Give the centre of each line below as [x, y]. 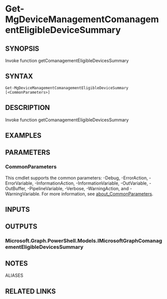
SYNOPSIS [22, 48]
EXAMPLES [23, 136]
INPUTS [17, 209]
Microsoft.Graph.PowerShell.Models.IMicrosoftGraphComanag [84, 241]
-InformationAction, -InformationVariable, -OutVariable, [91, 183]
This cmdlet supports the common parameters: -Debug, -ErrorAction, [77, 178]
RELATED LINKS [30, 291]
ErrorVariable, [19, 183]
